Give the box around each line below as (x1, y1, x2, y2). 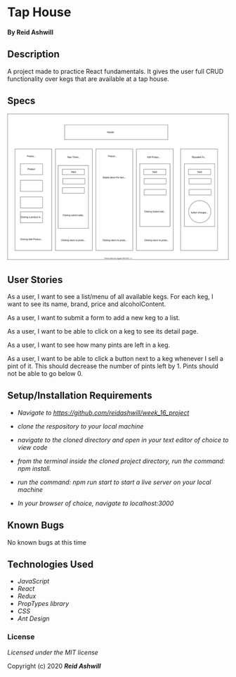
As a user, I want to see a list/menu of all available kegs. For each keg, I (7, 292, 214, 300)
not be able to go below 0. (7, 369, 83, 377)
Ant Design (17, 614, 51, 623)
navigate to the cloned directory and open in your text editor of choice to (17, 436, 229, 444)
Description (7, 49, 60, 61)
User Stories (7, 274, 63, 286)
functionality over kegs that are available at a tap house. (7, 75, 170, 83)
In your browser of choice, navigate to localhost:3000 (17, 499, 174, 507)
